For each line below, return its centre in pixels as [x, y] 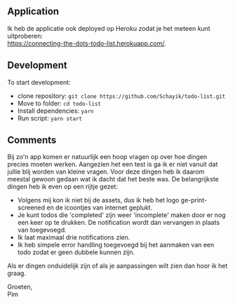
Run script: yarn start [50, 118]
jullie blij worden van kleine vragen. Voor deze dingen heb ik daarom [106, 172]
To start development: [39, 82]
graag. [17, 273]
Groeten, [20, 287]
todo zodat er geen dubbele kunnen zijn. [76, 252]
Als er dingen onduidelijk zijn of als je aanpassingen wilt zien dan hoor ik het [117, 266]
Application [33, 12]
